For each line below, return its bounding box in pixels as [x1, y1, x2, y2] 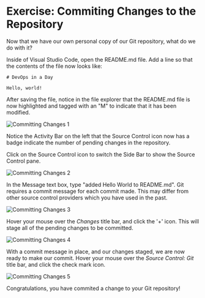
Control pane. [6, 157, 41, 165]
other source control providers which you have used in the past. [6, 194, 168, 201]
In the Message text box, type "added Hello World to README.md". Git [6, 181, 184, 188]
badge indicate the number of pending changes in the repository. [6, 139, 171, 146]
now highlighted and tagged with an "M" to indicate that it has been [6, 102, 177, 110]
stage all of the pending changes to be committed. [6, 224, 133, 231]
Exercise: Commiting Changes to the [6, 4, 196, 18]
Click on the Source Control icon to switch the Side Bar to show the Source [6, 151, 195, 158]
